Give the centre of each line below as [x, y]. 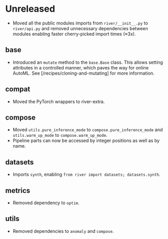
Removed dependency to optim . [46, 203]
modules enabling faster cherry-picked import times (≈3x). [74, 34]
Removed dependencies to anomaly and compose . [63, 231]
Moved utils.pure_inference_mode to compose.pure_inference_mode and [88, 130]
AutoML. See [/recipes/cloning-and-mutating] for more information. [83, 73]
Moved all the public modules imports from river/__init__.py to [80, 23]
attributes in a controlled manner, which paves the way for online [81, 67]
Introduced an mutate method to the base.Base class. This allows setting [88, 62]
